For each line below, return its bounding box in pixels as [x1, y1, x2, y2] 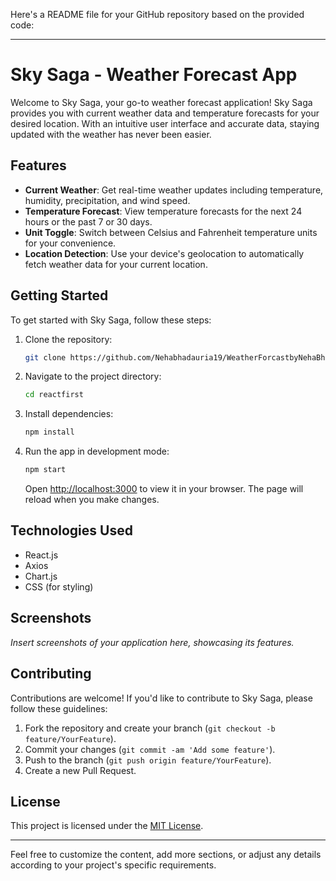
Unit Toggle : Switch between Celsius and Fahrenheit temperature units [24, 226, 318, 238]
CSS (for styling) [24, 580, 94, 593]
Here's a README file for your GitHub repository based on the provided [10, 9, 305, 20]
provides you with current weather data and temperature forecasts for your [10, 107, 320, 119]
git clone [24, 352, 67, 363]
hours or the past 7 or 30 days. [24, 215, 153, 228]
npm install [24, 427, 75, 438]
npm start [24, 465, 67, 475]
